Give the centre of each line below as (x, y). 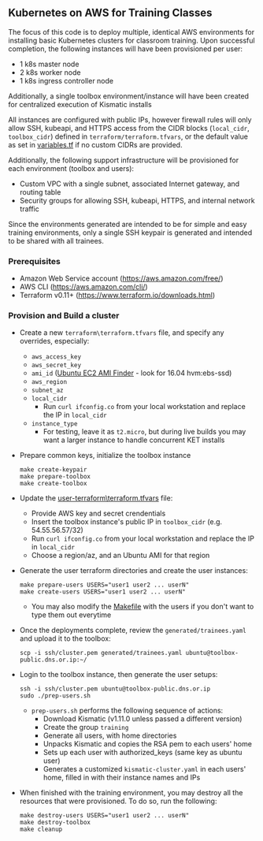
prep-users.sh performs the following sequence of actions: (127, 711)
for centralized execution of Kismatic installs (80, 104)
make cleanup (41, 830)
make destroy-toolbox (55, 823)
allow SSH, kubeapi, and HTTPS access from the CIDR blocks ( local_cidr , (129, 128)
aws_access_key (56, 357)
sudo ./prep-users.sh (55, 696)
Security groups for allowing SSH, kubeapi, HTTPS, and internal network (137, 200)
